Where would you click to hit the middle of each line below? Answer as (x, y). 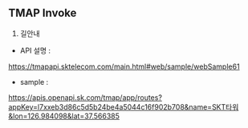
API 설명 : (35, 50)
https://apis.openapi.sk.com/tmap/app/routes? (85, 97)
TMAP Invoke (43, 13)
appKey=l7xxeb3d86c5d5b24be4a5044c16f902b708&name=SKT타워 (124, 106)
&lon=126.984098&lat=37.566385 (64, 116)
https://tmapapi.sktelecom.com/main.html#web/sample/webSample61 (124, 66)
